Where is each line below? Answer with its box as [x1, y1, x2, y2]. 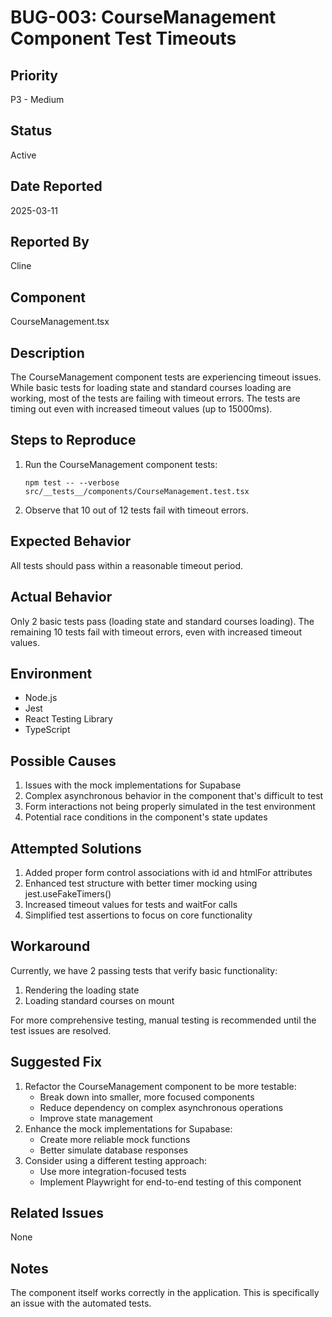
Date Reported [10, 178, 103, 195]
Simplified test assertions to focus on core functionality [24, 909, 253, 921]
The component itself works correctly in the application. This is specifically [10, 1287, 320, 1299]
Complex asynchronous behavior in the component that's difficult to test [24, 790, 324, 802]
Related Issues [10, 1204, 104, 1221]
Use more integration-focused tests [39, 1165, 187, 1177]
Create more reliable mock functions [39, 1133, 191, 1145]
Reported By [10, 234, 90, 251]
